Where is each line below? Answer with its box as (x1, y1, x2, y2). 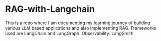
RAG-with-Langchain (5, 3, 95, 15)
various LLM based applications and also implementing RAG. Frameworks (5, 25, 157, 31)
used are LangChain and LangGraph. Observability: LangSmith (5, 30, 134, 36)
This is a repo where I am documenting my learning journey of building (5, 20, 151, 26)
